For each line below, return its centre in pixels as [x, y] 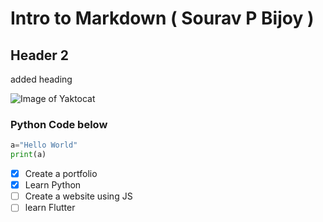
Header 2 [40, 55]
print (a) [28, 155]
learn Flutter [50, 208]
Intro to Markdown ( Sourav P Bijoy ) [162, 18]
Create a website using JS [78, 196]
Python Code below [59, 124]
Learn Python [53, 185]
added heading [41, 79]
